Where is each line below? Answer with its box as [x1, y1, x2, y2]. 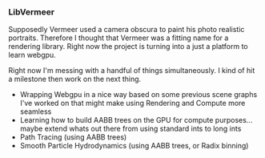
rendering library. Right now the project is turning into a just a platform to [8, 42, 248, 51]
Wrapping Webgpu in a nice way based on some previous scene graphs [19, 90, 258, 99]
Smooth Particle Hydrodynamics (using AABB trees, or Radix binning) [19, 141, 249, 151]
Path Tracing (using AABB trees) [19, 132, 127, 142]
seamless [19, 107, 52, 116]
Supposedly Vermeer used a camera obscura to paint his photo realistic [8, 25, 245, 34]
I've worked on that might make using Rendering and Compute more [19, 99, 246, 108]
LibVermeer [8, 6, 54, 18]
